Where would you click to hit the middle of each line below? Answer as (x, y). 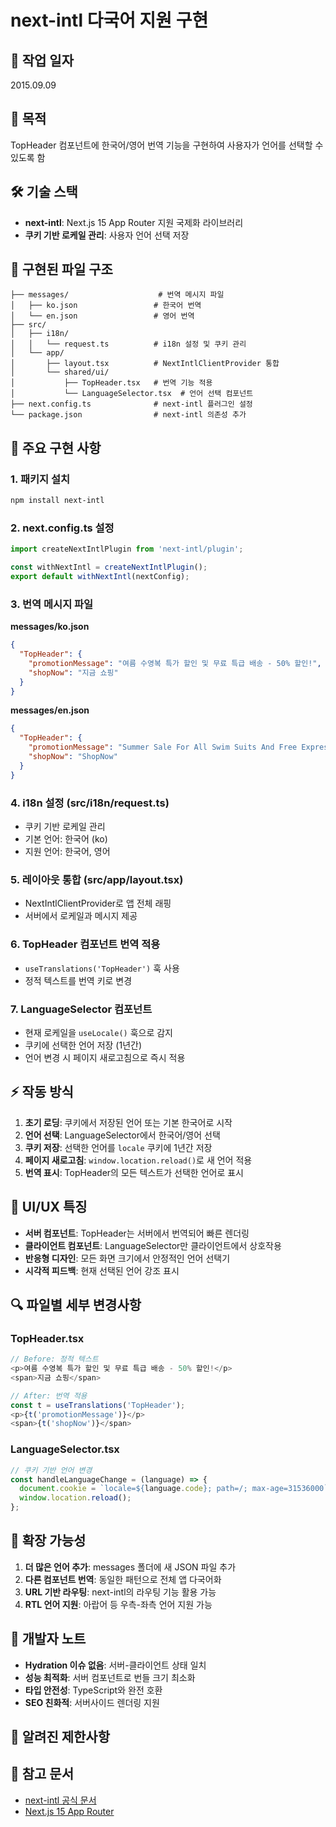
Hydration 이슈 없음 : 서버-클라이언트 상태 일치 (115, 1665)
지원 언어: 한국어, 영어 (67, 852)
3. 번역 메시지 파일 (52, 604)
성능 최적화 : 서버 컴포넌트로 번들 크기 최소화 (110, 1677)
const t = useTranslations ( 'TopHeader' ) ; (98, 1405)
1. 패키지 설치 (40, 479)
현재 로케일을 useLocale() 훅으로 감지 (98, 1032)
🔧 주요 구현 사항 (56, 447)
